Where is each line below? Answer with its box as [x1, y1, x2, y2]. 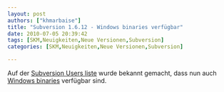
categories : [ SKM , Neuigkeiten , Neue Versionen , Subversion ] [7, 43, 183, 50]
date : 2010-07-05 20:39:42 [7, 30, 88, 38]
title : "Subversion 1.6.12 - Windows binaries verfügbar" [7, 23, 183, 30]
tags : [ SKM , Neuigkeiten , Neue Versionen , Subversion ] [7, 37, 164, 44]
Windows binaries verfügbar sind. [7, 76, 107, 85]
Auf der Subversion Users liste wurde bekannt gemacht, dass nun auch [7, 69, 218, 77]
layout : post [7, 10, 46, 18]
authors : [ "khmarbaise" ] [7, 17, 81, 24]
